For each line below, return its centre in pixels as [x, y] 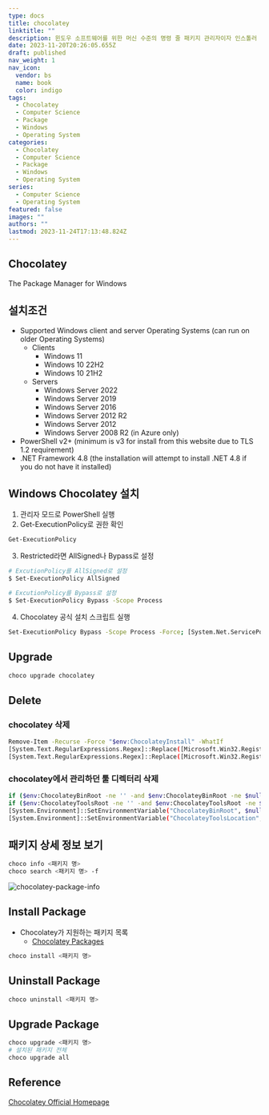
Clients [43, 347]
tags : [17, 98]
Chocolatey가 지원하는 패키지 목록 [74, 932]
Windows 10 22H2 [74, 364]
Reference [35, 1083]
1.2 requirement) [47, 449]
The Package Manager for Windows [68, 283]
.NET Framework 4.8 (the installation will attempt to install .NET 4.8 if [133, 458]
